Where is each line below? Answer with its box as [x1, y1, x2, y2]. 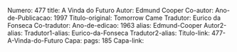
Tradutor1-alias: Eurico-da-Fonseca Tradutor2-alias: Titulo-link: [23, 28, 210, 37]
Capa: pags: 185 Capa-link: [64, 36, 144, 45]
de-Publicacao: [7, 14, 53, 22]
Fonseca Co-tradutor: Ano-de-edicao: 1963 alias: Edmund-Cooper [7, 21, 203, 29]
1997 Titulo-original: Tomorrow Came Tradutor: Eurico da [53, 14, 221, 22]
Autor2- [204, 21, 227, 29]
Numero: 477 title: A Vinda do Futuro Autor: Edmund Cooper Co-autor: [7, 6, 214, 14]
